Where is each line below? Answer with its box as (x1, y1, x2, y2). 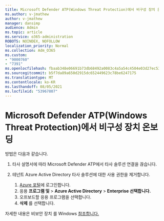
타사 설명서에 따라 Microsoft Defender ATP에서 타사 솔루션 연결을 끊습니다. (12, 161, 157, 167)
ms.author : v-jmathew (5, 12, 49, 17)
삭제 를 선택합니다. (19, 201, 55, 206)
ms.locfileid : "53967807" (5, 89, 58, 94)
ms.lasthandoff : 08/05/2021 (5, 84, 62, 89)
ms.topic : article (5, 30, 42, 35)
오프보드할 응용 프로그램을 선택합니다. (19, 194, 92, 200)
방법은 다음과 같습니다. (5, 151, 48, 157)
